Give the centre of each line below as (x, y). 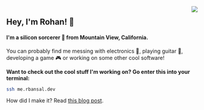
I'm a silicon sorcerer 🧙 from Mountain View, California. (77, 37)
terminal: (18, 78)
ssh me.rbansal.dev (31, 89)
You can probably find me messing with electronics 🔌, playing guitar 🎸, (95, 51)
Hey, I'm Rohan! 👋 (40, 22)
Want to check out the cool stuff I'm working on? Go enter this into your (98, 71)
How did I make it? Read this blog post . (55, 101)
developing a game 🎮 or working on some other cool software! (86, 57)
